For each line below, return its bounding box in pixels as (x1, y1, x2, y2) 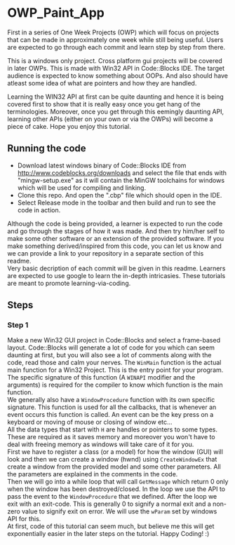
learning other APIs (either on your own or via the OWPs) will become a (7, 114, 213, 123)
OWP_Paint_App (7, 5, 105, 21)
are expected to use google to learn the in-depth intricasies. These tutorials (7, 271, 226, 280)
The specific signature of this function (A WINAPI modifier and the (7, 373, 196, 382)
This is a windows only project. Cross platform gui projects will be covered (7, 56, 222, 64)
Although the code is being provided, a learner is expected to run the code (7, 219, 223, 228)
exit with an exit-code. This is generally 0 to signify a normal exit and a (7, 499, 212, 509)
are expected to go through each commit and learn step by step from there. (7, 43, 226, 51)
